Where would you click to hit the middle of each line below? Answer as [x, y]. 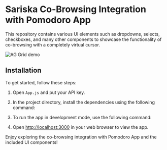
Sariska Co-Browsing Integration [76, 9]
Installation [23, 70]
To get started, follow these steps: [41, 82]
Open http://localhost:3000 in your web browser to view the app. [80, 127]
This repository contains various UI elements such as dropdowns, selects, [82, 34]
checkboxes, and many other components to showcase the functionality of [83, 39]
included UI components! [31, 142]
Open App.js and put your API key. [49, 92]
